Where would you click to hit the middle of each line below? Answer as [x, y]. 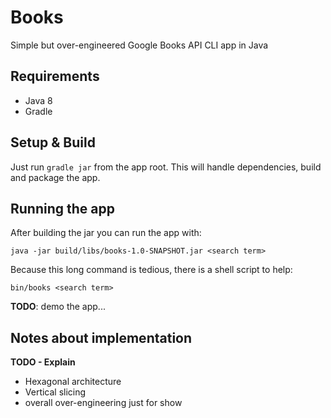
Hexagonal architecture [73, 382]
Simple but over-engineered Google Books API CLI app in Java [139, 45]
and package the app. [55, 177]
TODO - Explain [43, 362]
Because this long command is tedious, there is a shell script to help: [151, 270]
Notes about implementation [101, 337]
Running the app [62, 208]
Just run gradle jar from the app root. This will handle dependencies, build [166, 167]
